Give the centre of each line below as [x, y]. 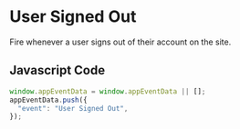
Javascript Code [57, 70]
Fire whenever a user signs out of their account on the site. [120, 42]
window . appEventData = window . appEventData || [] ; [108, 91]
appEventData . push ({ [49, 100]
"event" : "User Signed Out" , [73, 108]
